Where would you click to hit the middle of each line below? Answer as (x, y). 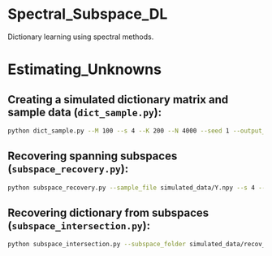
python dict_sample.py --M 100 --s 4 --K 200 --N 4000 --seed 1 (119, 131)
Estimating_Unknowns (84, 69)
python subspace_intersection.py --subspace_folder (97, 245)
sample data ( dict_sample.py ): (85, 112)
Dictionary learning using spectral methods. (81, 37)
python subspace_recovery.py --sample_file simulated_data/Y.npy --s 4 (131, 188)
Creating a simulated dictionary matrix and (118, 100)
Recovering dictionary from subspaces (108, 213)
